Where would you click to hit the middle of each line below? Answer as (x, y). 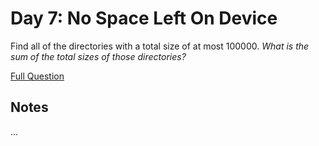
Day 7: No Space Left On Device (144, 18)
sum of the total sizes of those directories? (98, 56)
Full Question (37, 76)
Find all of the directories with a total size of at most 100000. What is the (160, 46)
